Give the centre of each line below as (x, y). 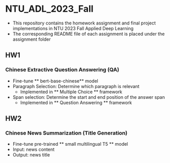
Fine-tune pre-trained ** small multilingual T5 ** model (70, 144)
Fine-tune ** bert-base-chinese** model (55, 81)
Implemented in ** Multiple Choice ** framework (71, 92)
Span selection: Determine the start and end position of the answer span (89, 97)
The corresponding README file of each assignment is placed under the (89, 34)
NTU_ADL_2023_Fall (49, 9)
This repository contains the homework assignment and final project (84, 23)
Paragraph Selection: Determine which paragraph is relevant (76, 86)
